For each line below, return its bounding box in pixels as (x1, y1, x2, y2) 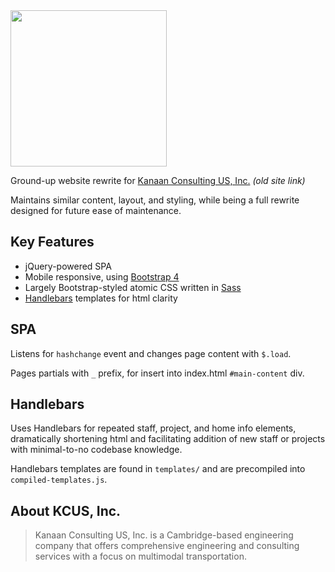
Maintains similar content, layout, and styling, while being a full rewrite (10, 194, 300, 206)
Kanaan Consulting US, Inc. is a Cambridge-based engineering (34, 529, 294, 541)
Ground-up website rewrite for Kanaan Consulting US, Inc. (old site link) (10, 175, 306, 186)
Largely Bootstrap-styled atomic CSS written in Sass (24, 281, 242, 293)
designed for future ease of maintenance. (10, 205, 182, 216)
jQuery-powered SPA (24, 260, 112, 272)
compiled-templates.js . (10, 474, 108, 486)
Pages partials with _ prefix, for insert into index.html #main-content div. (10, 367, 305, 379)
